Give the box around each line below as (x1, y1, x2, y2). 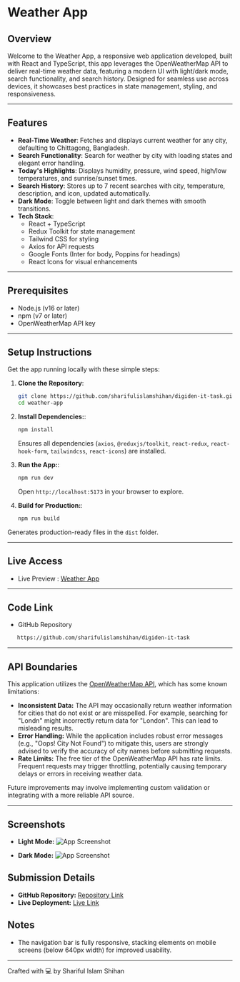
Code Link (7, 601, 54, 614)
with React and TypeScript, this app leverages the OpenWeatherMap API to (7, 59, 229, 68)
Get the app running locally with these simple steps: (7, 365, 160, 374)
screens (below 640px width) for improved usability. (17, 946, 172, 954)
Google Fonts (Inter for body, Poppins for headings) (28, 249, 181, 258)
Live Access (7, 555, 63, 568)
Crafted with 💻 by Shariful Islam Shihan (7, 966, 125, 975)
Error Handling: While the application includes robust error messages (17, 731, 224, 740)
